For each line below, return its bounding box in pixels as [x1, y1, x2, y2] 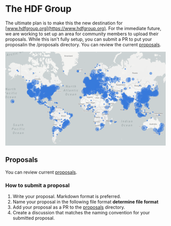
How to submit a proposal [5, 182, 70, 189]
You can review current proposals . [5, 169, 77, 175]
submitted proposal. [12, 215, 55, 221]
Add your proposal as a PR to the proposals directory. [12, 204, 125, 210]
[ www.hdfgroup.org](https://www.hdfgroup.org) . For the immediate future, [5, 25, 162, 31]
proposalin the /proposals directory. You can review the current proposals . [5, 41, 161, 47]
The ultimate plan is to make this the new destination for [5, 20, 123, 26]
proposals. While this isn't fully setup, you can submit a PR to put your [5, 36, 152, 42]
